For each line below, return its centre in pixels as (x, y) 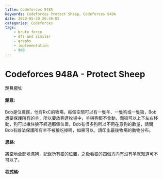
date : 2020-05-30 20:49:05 (32, 18)
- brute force (28, 32)
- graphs (23, 41)
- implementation (31, 46)
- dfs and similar (32, 37)
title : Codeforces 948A (29, 9)
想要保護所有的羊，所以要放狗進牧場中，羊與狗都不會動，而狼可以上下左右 (79, 118)
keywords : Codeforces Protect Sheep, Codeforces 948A (61, 14)
